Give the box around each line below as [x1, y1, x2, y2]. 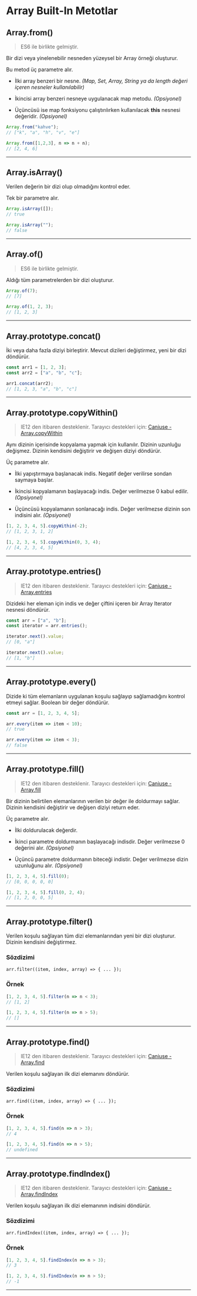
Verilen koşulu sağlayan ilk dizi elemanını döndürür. [6, 1070, 130, 1078]
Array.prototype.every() [6, 677, 97, 687]
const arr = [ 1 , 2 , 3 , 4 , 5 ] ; [6, 710, 80, 716]
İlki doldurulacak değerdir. [14, 826, 78, 834]
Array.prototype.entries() [6, 566, 101, 576]
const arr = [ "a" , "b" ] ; [6, 617, 67, 624]
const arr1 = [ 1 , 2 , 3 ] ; [6, 364, 67, 370]
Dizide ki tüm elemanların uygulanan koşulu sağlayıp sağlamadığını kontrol [6, 692, 185, 700]
